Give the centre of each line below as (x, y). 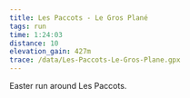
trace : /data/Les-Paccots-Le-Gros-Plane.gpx (95, 60)
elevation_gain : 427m (50, 52)
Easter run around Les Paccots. (68, 86)
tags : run (28, 26)
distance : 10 (34, 43)
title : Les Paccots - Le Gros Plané (79, 18)
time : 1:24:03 (36, 34)
